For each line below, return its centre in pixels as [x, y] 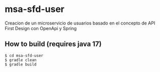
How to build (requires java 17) [53, 44]
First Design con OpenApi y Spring [41, 28]
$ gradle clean [21, 60]
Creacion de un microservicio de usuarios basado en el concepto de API [80, 23]
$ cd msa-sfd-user [24, 55]
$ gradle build [21, 64]
